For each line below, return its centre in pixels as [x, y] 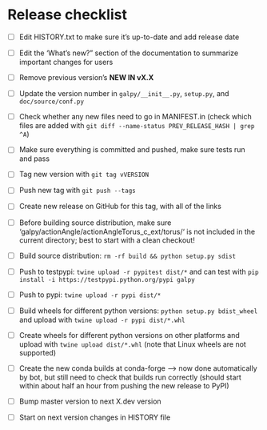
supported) [38, 352]
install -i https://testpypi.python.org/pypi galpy [107, 279]
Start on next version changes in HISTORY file [95, 417]
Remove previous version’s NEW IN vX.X [86, 78]
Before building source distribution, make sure [95, 223]
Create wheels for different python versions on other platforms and [130, 335]
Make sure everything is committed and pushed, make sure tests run [132, 150]
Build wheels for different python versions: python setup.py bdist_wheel [138, 311]
